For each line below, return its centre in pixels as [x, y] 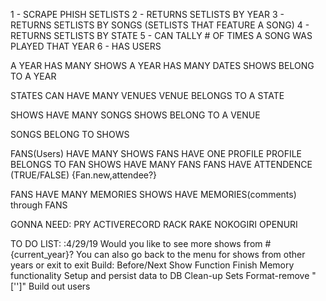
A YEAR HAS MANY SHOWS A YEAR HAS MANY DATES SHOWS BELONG [162, 65]
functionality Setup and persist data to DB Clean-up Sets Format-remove [160, 275]
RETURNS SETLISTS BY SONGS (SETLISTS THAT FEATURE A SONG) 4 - [160, 25]
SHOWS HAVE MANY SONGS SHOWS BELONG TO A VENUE [135, 115]
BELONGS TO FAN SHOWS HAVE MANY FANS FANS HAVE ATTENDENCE [161, 164]
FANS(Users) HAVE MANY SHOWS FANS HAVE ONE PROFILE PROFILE [156, 153]
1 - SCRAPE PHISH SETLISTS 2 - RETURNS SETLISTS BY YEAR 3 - [147, 14]
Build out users [59, 286]
